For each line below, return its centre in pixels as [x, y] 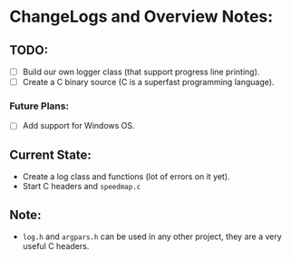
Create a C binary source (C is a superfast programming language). [148, 82]
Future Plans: [39, 106]
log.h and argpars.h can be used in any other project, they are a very [152, 236]
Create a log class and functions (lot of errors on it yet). [126, 177]
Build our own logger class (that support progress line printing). [141, 72]
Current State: [51, 154]
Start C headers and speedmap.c [82, 187]
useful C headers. [56, 246]
